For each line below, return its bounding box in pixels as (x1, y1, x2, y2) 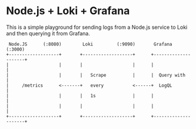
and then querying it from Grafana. (6, 29, 90, 37)
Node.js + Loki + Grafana (6, 4, 130, 18)
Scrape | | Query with (90, 72, 185, 78)
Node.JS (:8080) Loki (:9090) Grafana (8, 41, 172, 47)
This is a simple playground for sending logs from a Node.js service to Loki (6, 24, 188, 31)
